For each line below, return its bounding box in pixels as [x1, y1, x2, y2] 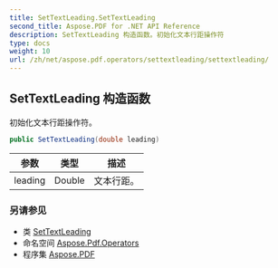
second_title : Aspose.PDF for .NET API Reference [9, 22, 201, 31]
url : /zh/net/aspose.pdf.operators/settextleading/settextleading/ [9, 55, 270, 64]
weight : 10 [9, 47, 51, 56]
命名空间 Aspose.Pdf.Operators [22, 237, 139, 248]
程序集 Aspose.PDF [22, 248, 95, 259]
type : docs [9, 38, 51, 48]
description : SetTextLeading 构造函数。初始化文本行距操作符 [9, 30, 225, 39]
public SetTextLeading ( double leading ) [9, 135, 160, 144]
